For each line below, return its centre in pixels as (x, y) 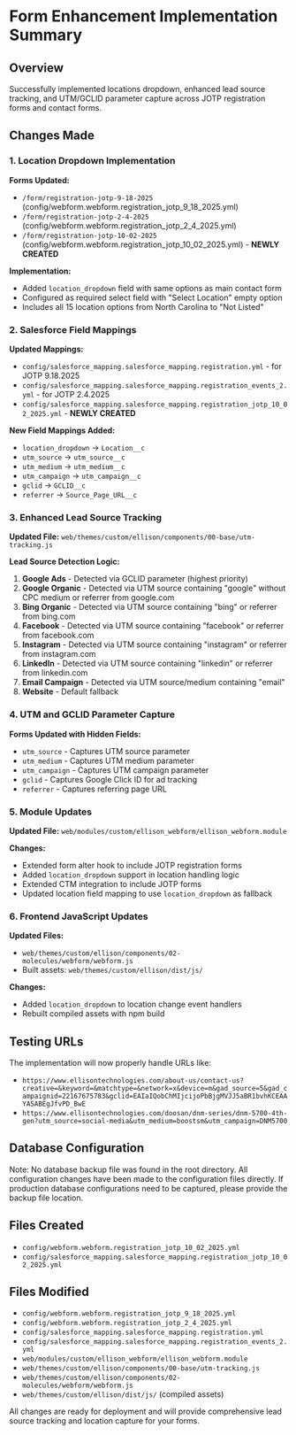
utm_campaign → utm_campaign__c (81, 475)
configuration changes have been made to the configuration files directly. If (147, 1178)
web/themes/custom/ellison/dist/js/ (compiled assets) (123, 1394)
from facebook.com (58, 636)
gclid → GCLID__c (54, 485)
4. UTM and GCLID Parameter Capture (92, 714)
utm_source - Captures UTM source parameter (106, 751)
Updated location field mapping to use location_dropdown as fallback (147, 893)
